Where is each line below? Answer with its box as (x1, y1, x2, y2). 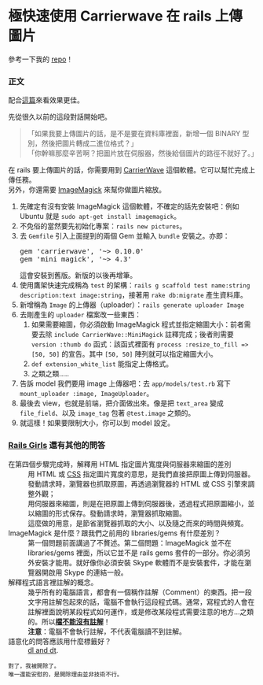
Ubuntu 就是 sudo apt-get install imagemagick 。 (19, 212, 181, 221)
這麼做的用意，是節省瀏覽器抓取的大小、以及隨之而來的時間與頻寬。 (27, 518, 248, 528)
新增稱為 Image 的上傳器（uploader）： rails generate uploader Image (19, 300, 245, 309)
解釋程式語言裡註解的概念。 (8, 577, 98, 587)
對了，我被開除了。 (8, 662, 60, 670)
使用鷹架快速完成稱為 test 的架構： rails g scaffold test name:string (19, 280, 250, 290)
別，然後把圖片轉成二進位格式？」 (27, 139, 138, 148)
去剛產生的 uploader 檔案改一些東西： (19, 310, 141, 320)
